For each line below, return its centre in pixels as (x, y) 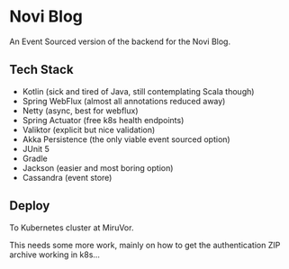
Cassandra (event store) (67, 177)
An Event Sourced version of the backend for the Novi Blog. (120, 41)
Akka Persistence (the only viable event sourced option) (126, 139)
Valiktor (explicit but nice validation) (89, 130)
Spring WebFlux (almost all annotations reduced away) (124, 101)
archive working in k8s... (55, 255)
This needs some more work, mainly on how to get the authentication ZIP (145, 245)
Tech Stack (41, 70)
